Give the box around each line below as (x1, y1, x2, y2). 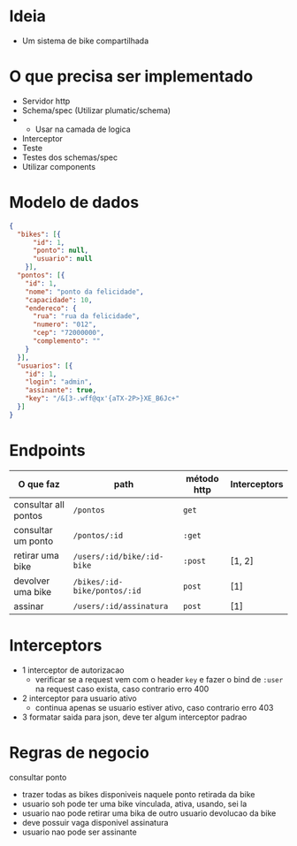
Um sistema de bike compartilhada (21, 35, 149, 46)
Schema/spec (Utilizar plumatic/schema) (21, 104, 171, 116)
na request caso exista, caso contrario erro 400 (34, 683, 209, 694)
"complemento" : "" (32, 337, 101, 346)
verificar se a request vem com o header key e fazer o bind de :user (34, 674, 284, 684)
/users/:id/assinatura (72, 601, 169, 611)
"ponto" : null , (32, 246, 89, 255)
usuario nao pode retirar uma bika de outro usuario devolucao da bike (21, 807, 277, 819)
